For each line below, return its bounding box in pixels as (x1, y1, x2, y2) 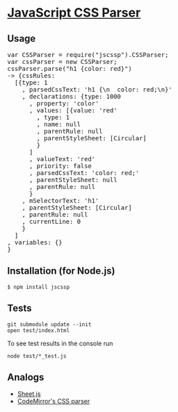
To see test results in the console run (7, 339, 113, 347)
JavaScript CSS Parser (7, 5, 141, 21)
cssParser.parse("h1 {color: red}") (7, 65, 132, 72)
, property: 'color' (29, 99, 99, 107)
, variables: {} (7, 238, 63, 246)
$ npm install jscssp (7, 283, 70, 290)
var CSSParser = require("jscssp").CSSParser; (7, 51, 169, 58)
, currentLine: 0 (22, 217, 81, 225)
